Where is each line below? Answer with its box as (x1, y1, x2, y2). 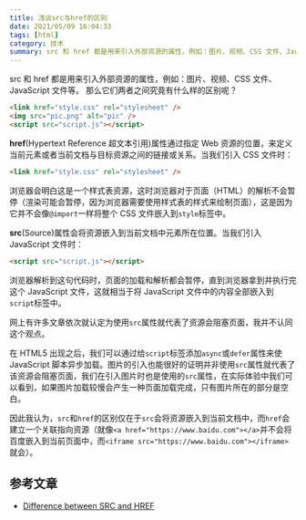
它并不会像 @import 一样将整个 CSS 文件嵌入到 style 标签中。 (9, 207, 230, 219)
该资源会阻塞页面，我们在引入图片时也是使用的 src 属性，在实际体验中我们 (9, 370, 285, 381)
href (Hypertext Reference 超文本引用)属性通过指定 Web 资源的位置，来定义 (9, 138, 293, 149)
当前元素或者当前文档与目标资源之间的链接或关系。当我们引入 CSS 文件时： (9, 149, 294, 160)
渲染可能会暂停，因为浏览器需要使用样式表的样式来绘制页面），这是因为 (25, 196, 293, 207)
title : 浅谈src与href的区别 (9, 13, 107, 23)
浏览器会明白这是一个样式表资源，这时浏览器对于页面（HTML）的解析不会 (9, 184, 289, 196)
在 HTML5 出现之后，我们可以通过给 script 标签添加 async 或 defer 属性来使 (9, 348, 282, 359)
